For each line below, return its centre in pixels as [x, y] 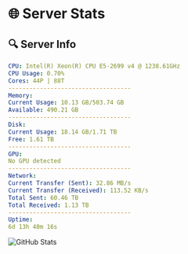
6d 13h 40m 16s [33, 227]
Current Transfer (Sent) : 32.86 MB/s [70, 183]
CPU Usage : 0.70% [36, 73]
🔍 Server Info [42, 44]
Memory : [21, 95]
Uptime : [21, 220]
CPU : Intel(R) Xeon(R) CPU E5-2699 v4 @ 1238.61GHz [94, 66]
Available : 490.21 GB [43, 110]
